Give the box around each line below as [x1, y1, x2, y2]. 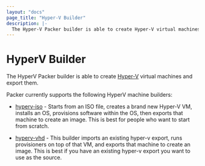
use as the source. [15, 154, 62, 161]
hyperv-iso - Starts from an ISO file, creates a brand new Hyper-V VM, [15, 103, 192, 110]
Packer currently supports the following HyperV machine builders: [6, 91, 173, 99]
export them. [6, 79, 38, 86]
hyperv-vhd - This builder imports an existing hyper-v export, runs [15, 134, 182, 141]
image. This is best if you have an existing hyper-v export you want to [15, 148, 191, 155]
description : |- [6, 20, 48, 26]
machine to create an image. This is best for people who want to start [15, 116, 190, 123]
